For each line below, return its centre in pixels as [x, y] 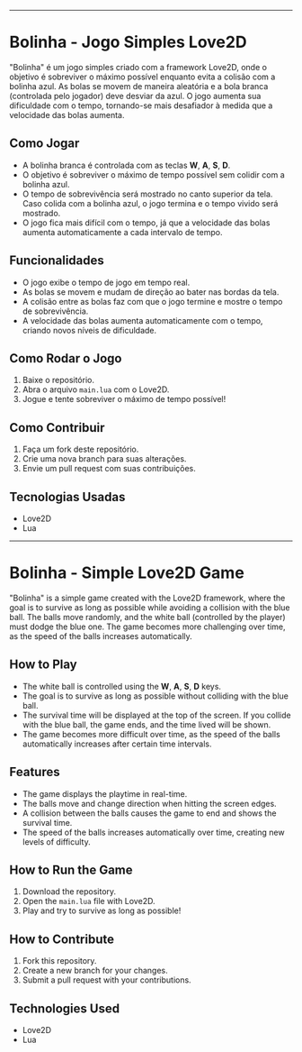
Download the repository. [69, 892]
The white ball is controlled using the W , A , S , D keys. [122, 686]
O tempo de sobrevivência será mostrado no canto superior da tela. [147, 194]
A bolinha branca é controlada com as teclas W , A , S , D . [126, 165]
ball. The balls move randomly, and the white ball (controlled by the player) [147, 617]
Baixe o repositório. [58, 380]
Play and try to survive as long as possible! [102, 910]
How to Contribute [62, 939]
